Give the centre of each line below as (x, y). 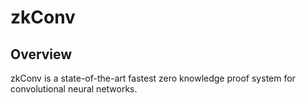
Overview (41, 54)
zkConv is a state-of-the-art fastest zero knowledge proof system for (153, 78)
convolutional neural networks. (74, 89)
